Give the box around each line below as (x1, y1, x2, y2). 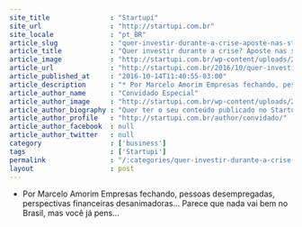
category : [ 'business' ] (9, 139, 167, 148)
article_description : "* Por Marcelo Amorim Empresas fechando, (9, 80, 280, 89)
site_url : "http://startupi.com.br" (9, 22, 216, 31)
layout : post (9, 164, 135, 173)
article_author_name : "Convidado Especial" (9, 88, 200, 97)
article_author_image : (9, 96, 115, 106)
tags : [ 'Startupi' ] (9, 147, 167, 156)
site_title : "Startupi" (9, 13, 159, 23)
